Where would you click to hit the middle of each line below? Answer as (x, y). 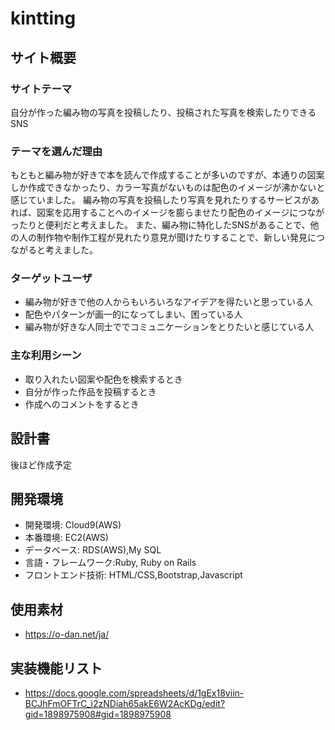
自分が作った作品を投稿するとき (90, 391)
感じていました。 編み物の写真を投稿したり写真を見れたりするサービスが (160, 200)
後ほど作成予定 (41, 464)
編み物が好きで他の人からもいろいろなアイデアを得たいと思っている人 (169, 302)
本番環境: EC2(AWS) (66, 538)
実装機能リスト (56, 668)
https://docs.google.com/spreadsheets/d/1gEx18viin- (134, 693)
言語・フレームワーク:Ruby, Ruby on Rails (110, 563)
